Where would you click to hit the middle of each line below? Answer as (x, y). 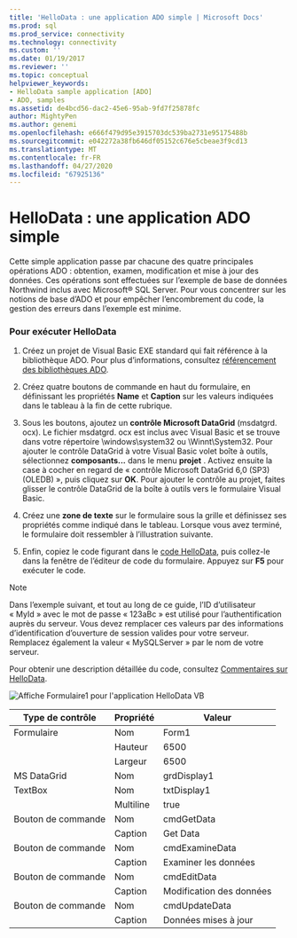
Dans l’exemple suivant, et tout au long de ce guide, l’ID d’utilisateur (133, 605)
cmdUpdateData (197, 906)
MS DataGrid (40, 776)
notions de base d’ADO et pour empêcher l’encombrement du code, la (137, 299)
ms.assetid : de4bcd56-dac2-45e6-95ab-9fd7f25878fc (105, 108)
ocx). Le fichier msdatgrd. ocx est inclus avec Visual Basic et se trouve (151, 432)
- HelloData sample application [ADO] (81, 91)
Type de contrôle (59, 718)
